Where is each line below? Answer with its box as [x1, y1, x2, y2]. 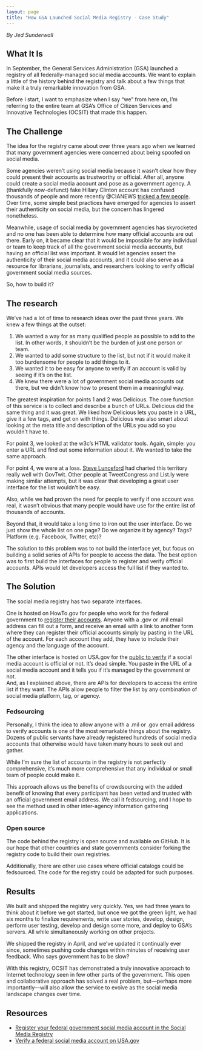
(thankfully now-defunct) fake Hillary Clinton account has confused [6, 186, 175, 194]
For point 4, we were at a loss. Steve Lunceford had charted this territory [6, 464, 188, 472]
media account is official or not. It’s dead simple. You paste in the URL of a [6, 660, 192, 667]
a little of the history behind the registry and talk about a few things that [6, 78, 185, 85]
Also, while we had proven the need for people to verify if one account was [6, 495, 194, 503]
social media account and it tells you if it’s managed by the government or [6, 666, 191, 674]
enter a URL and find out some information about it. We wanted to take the [6, 446, 192, 453]
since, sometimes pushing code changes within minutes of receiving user [6, 946, 190, 954]
